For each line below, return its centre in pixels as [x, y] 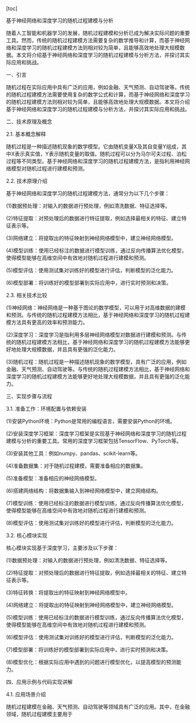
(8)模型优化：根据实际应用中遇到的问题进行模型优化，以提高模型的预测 [91, 662]
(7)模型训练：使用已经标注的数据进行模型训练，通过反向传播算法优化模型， [96, 503]
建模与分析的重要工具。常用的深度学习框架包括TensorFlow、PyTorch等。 [94, 441]
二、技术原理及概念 [29, 122]
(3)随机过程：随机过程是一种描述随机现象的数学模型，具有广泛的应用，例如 [96, 362]
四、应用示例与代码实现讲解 [39, 682]
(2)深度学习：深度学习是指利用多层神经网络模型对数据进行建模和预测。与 [94, 335]
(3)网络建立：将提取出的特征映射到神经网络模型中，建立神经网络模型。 [91, 238]
